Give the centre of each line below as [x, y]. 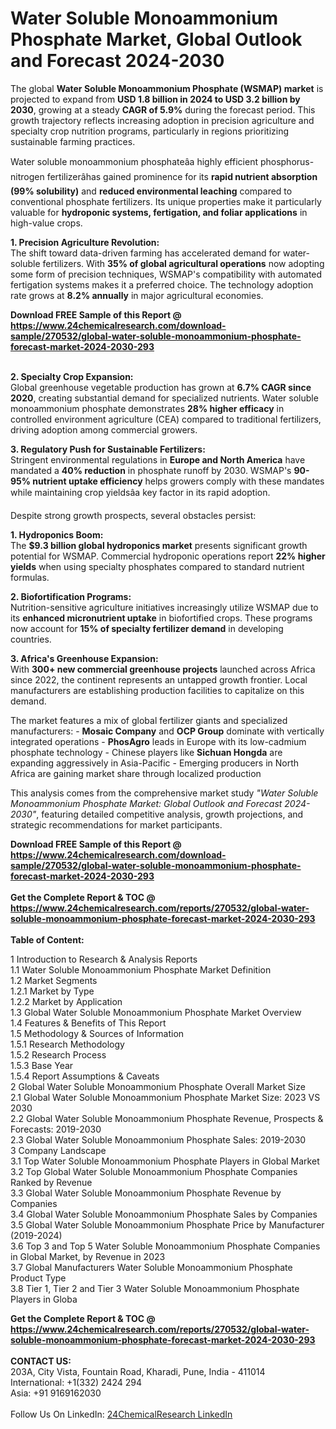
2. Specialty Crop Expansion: [72, 376]
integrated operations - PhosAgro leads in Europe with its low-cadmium [158, 741]
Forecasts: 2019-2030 [56, 1129]
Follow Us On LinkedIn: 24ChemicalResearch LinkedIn [121, 1414]
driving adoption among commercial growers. [104, 429]
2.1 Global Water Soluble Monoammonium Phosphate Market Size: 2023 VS [165, 1097]
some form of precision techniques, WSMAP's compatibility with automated [166, 274]
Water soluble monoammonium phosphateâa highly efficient [134, 161]
